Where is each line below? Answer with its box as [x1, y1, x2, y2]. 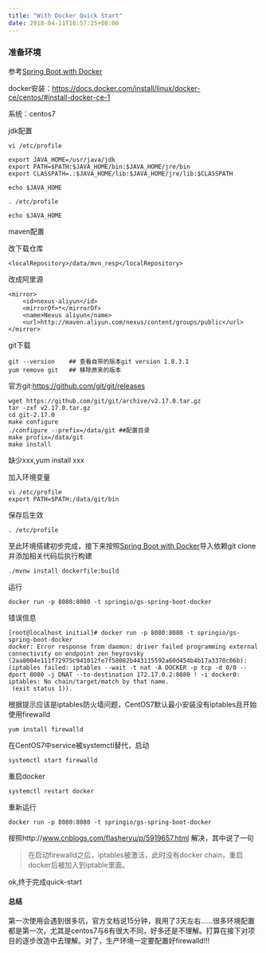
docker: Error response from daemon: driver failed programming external [8, 643, 259, 651]
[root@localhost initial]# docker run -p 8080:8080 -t [8, 628, 194, 636]
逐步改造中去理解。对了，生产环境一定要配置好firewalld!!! [22, 936, 210, 945]
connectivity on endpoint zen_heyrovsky [8, 649, 145, 658]
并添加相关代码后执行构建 [8, 551, 92, 561]
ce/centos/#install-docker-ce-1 [8, 93, 111, 102]
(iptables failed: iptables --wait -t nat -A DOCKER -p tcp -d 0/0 [8, 664, 237, 671]
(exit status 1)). [11, 684, 73, 692]
